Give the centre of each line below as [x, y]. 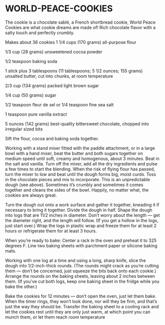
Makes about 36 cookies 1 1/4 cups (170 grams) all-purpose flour [71, 42]
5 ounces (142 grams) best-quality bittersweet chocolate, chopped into [77, 124]
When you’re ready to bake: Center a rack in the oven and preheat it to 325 [81, 240]
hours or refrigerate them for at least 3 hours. [51, 231]
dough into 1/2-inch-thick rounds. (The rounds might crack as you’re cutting [82, 265]
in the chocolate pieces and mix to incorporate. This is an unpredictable [78, 179]
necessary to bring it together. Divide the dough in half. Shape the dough [79, 210]
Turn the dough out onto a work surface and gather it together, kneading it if [82, 204]
